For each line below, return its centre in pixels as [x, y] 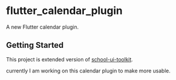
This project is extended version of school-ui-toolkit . [70, 59]
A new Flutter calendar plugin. [43, 27]
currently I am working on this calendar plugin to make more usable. [88, 71]
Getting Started [35, 45]
